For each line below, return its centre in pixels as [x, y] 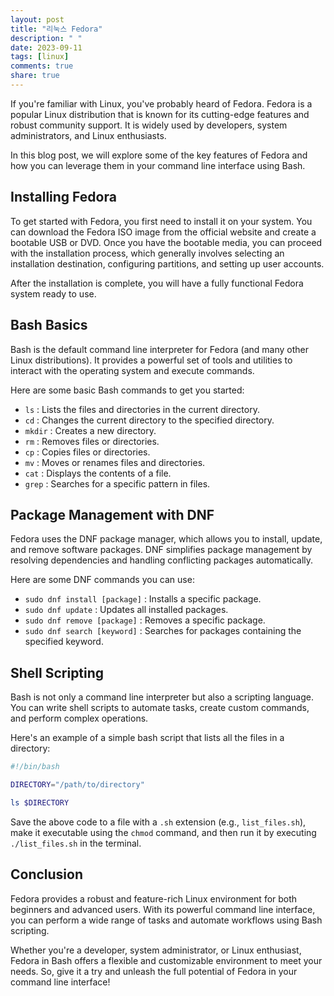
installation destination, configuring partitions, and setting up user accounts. [167, 263]
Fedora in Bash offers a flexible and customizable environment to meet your [166, 960]
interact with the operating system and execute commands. [132, 370]
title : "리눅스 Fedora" [56, 29]
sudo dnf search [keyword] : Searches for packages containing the [163, 631]
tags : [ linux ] [40, 57]
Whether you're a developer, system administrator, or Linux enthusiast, [156, 950]
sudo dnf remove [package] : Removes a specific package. [145, 620]
